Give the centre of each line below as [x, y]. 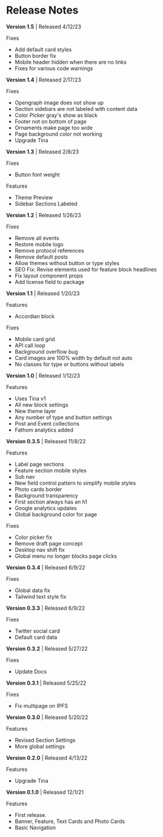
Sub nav [25, 476]
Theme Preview [34, 197]
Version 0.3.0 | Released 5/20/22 [47, 717]
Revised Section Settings [45, 740]
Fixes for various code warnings [54, 68]
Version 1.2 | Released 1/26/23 [44, 215]
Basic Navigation [35, 828]
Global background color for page [56, 514]
